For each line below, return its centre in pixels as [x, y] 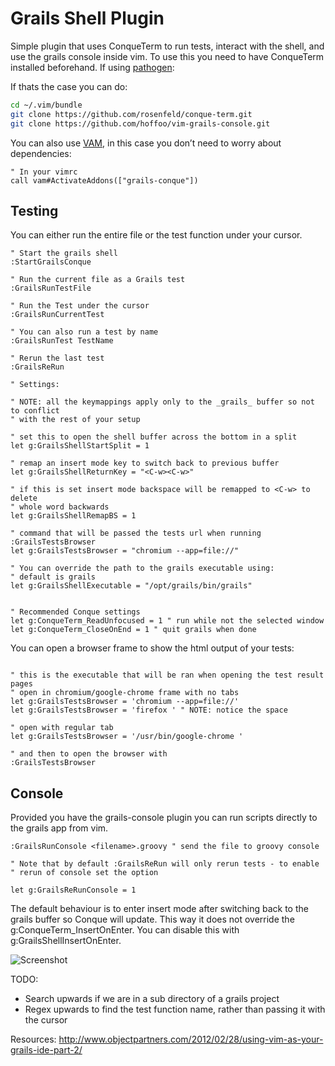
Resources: [33, 1039]
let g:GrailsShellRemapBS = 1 [73, 516]
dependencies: [41, 153]
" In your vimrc [44, 172]
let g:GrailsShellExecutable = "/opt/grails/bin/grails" [131, 586]
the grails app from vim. [59, 828]
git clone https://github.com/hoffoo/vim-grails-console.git [140, 123]
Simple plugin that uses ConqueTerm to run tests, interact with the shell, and [167, 46]
